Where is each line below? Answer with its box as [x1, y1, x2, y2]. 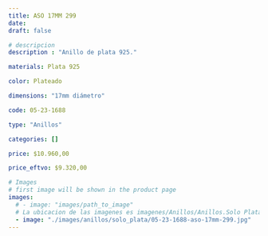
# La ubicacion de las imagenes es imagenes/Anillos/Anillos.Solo [15, 208, 241, 216]
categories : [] [8, 135, 59, 143]
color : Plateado [8, 78, 62, 86]
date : [8, 19, 26, 27]
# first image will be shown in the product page [8, 186, 177, 194]
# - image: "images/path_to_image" [15, 201, 134, 209]
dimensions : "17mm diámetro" [8, 92, 105, 100]
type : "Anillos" [8, 121, 62, 129]
